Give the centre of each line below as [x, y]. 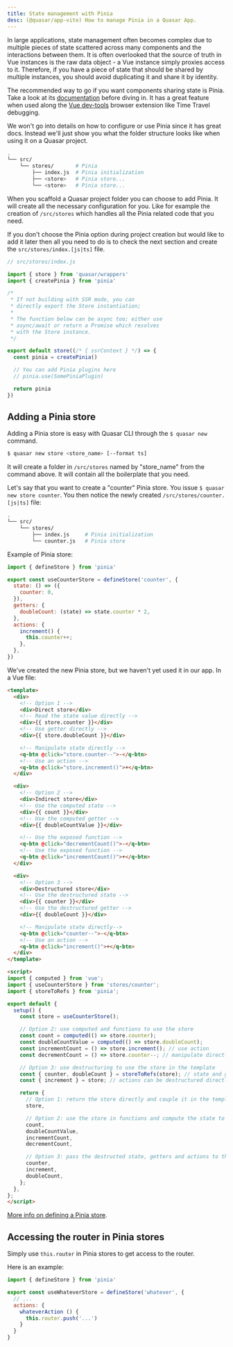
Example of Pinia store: [40, 554]
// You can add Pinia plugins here [65, 370]
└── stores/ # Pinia [59, 166]
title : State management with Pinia [60, 14]
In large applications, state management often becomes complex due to [110, 40]
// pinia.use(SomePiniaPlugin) [59, 376]
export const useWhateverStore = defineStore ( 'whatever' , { [96, 1292]
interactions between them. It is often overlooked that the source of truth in [114, 54]
